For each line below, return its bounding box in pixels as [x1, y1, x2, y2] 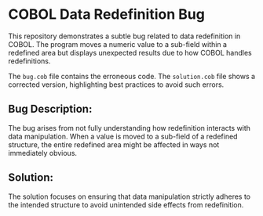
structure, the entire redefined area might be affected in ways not [8, 139, 220, 149]
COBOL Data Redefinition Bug [8, 5, 206, 23]
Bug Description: [8, 103, 93, 116]
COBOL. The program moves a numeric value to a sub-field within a [8, 39, 228, 49]
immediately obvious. [8, 148, 77, 157]
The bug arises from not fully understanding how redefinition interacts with [8, 123, 251, 132]
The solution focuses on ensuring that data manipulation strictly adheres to [8, 192, 251, 201]
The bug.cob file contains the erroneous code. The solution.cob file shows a [8, 71, 256, 81]
